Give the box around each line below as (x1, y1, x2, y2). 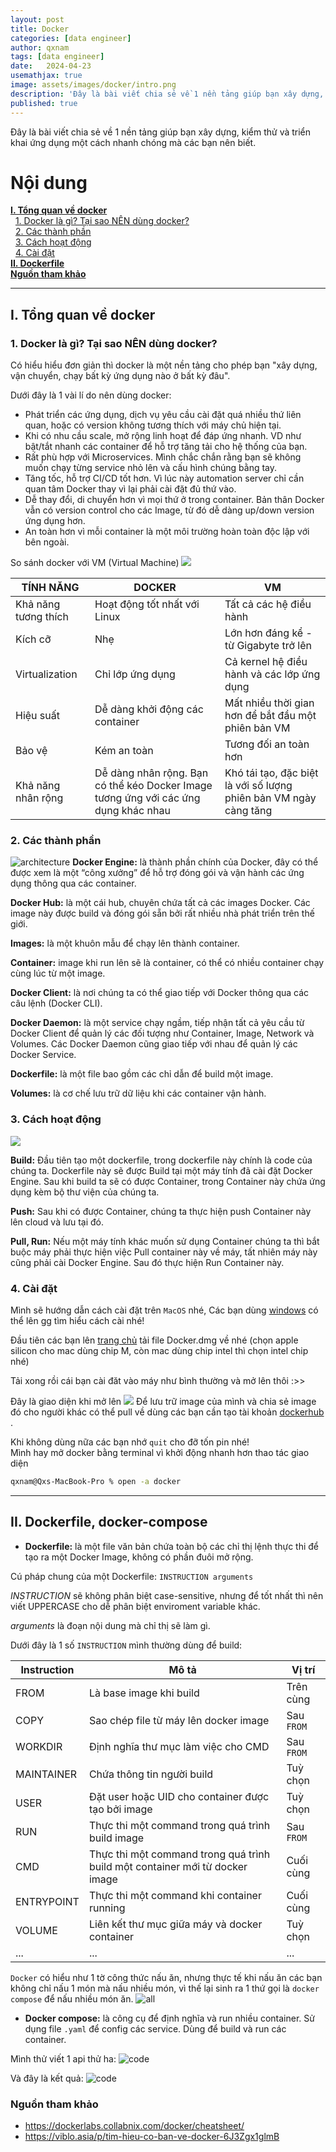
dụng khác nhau (94, 804, 171, 818)
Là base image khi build (88, 1686, 200, 1700)
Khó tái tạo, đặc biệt (224, 766, 319, 780)
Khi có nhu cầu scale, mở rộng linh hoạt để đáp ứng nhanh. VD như (24, 430, 302, 442)
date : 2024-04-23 (10, 61, 92, 71)
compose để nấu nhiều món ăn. (10, 1992, 134, 2005)
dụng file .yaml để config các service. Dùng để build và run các (24, 2022, 287, 2035)
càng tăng (224, 804, 273, 818)
